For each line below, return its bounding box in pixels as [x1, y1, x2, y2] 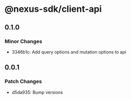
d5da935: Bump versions [11, 89, 63, 95]
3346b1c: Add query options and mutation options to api [11, 49, 127, 55]
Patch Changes [4, 78, 42, 85]
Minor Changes [4, 38, 42, 45]
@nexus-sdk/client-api [4, 3, 102, 15]
